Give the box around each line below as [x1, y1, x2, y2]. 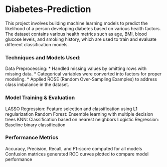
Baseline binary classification [5, 122, 66, 128]
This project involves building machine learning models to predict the [5, 20, 148, 26]
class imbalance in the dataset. [5, 81, 69, 88]
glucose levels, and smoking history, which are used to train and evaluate [5, 36, 157, 42]
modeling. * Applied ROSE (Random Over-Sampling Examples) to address [5, 76, 157, 82]
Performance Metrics [5, 134, 59, 141]
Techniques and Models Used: [5, 54, 81, 61]
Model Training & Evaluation [5, 94, 75, 101]
